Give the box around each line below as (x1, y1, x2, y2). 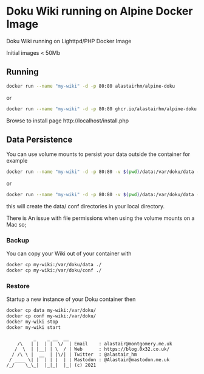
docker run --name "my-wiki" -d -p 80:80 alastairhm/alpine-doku (6, 83, 175, 89)
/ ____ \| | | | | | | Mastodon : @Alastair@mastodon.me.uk (8, 356, 170, 363)
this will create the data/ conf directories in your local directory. (6, 203, 165, 210)
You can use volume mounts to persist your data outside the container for (6, 150, 191, 158)
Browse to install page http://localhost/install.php (6, 117, 129, 124)
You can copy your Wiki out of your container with (6, 250, 132, 257)
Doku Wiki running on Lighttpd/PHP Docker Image (6, 37, 132, 44)
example (6, 157, 28, 164)
